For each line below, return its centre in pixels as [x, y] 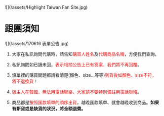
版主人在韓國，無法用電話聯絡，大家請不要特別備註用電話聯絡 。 [77, 92]
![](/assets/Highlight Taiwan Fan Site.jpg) [46, 7]
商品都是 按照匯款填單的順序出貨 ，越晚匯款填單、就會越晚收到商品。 [81, 102]
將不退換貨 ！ [25, 81]
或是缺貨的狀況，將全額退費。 [55, 109]
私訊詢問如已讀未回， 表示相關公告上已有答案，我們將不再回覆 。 [77, 64]
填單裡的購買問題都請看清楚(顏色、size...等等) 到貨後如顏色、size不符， [84, 75]
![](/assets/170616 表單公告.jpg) [37, 43]
